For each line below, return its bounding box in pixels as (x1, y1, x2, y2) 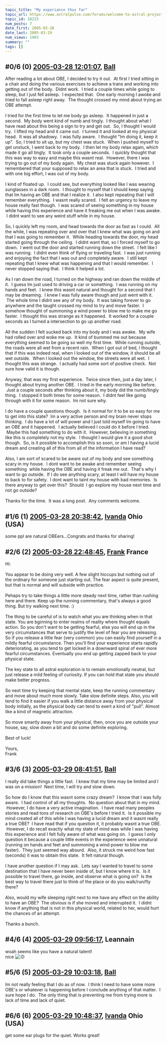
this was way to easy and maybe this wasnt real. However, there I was (5, 155, 150, 161)
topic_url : (5, 12, 28, 17)
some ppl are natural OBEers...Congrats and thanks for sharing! (5, 533, 135, 539)
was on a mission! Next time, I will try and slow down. (5, 783, 116, 790)
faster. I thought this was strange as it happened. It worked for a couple (5, 313, 154, 319)
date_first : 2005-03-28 (5, 26, 55, 31)
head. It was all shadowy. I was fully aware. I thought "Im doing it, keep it (5, 134, 158, 140)
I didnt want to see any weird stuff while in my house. (6, 213, 116, 219)
